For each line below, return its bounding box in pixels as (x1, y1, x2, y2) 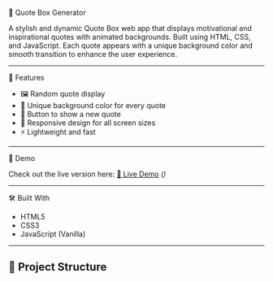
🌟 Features (8, 73, 45, 82)
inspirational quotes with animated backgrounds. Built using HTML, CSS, (8, 33, 251, 41)
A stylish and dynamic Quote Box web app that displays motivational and (8, 24, 252, 33)
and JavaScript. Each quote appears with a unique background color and (8, 41, 253, 50)
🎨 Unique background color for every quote (19, 101, 167, 110)
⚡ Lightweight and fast (19, 127, 96, 137)
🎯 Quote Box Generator (8, 8, 87, 17)
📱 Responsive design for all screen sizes (19, 118, 156, 128)
